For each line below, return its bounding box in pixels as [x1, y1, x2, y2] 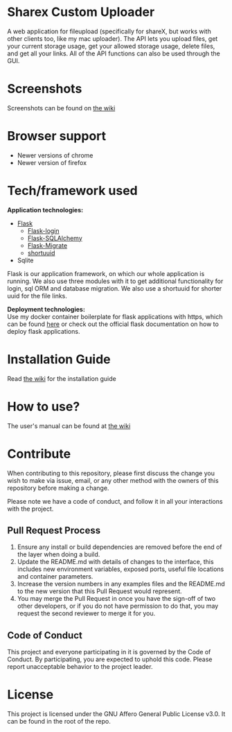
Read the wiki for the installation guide [7, 374, 116, 382]
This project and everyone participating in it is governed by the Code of [7, 648, 211, 656]
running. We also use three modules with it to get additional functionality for [7, 277, 224, 285]
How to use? [7, 398, 80, 414]
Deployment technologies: [7, 305, 85, 313]
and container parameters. [17, 572, 93, 581]
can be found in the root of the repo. [7, 717, 111, 726]
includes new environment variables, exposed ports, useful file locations [17, 565, 224, 573]
